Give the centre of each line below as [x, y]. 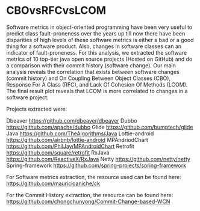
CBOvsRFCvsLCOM [56, 11]
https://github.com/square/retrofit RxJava [58, 152]
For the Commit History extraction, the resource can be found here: [90, 195]
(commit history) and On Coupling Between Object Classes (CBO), [88, 78]
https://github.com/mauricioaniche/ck [53, 183]
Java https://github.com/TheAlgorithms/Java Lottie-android [80, 133]
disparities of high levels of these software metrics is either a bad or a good [100, 40]
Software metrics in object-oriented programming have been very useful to [99, 27]
